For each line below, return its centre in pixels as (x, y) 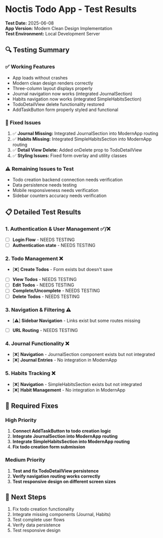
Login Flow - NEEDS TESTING (43, 239)
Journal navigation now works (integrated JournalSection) (72, 93)
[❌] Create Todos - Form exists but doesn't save (62, 269)
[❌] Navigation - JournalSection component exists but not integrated (83, 354)
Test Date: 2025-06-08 (29, 23)
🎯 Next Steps (26, 497)
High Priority (21, 420)
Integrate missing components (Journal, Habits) (61, 514)
